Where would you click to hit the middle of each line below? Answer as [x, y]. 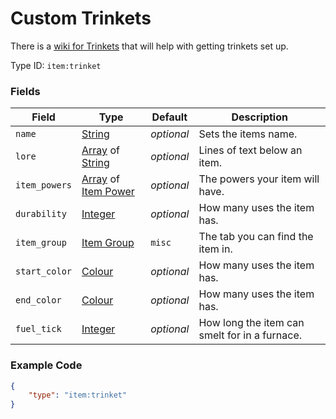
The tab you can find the [256, 237]
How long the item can [251, 323]
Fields [25, 91]
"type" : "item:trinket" [78, 395]
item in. [215, 249]
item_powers [44, 185]
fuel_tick [38, 329]
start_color [44, 271]
